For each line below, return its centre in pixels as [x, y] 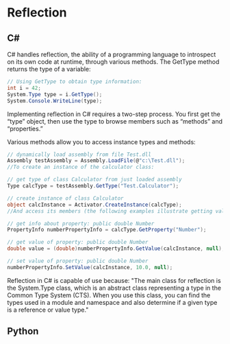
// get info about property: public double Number [81, 223]
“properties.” [25, 128]
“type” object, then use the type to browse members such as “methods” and [115, 121]
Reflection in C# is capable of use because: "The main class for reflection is [114, 280]
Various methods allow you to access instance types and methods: [102, 141]
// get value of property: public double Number [78, 242]
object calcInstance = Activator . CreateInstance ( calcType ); [95, 205]
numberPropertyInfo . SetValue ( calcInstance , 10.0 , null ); [90, 267]
